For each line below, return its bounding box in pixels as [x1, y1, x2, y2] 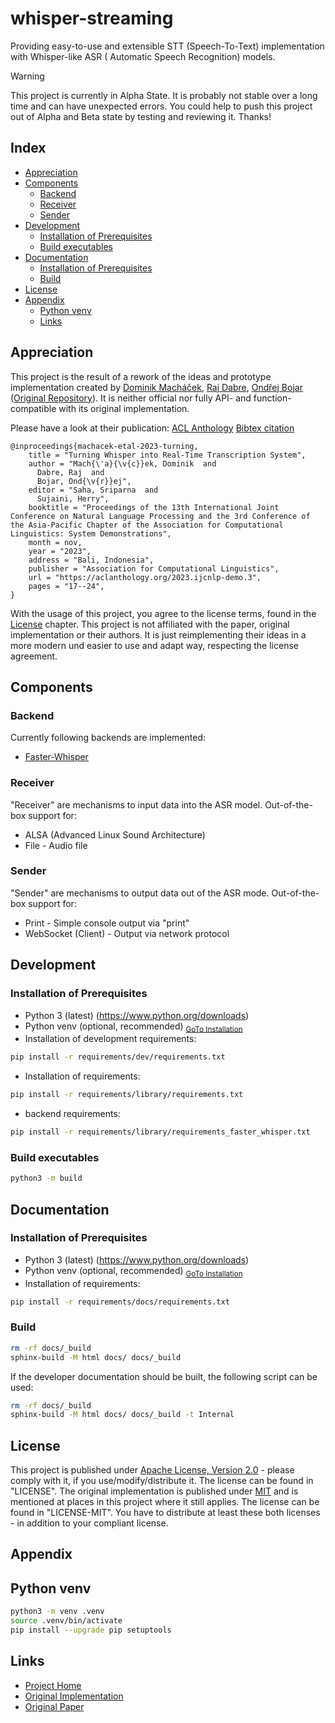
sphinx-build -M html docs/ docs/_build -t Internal [10, 1410, 235, 1420]
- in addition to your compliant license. [10, 1517, 169, 1529]
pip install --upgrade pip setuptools [10, 1625, 172, 1636]
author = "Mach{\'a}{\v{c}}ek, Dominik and [28, 458, 217, 469]
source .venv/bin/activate [10, 1616, 123, 1626]
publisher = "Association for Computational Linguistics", [28, 563, 280, 574]
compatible [10, 402, 57, 414]
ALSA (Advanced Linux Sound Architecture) [24, 828, 206, 841]
